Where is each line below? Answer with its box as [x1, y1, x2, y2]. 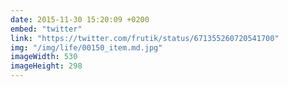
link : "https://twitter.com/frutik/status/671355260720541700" [10, 33, 280, 43]
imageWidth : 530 [10, 52, 78, 62]
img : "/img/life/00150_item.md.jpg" [10, 42, 163, 53]
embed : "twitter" [10, 24, 83, 34]
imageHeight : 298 [10, 61, 83, 71]
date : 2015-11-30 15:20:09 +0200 [10, 14, 150, 25]
